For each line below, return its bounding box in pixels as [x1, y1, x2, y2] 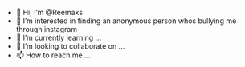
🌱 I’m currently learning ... [15, 33, 102, 42]
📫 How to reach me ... [15, 50, 91, 60]
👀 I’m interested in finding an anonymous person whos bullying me [15, 16, 237, 26]
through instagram [15, 25, 78, 33]
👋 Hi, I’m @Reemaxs [15, 8, 83, 17]
